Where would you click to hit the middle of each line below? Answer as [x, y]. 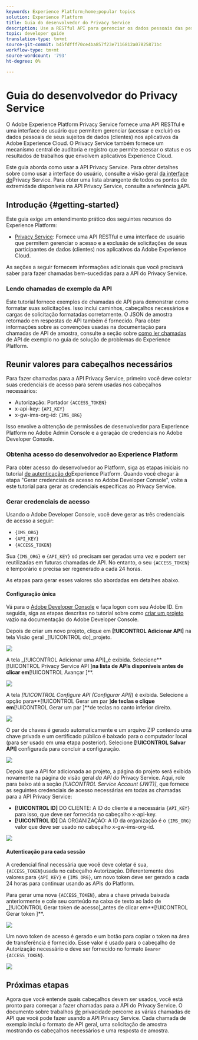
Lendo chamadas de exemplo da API [59, 289]
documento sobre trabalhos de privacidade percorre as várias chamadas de [98, 1012]
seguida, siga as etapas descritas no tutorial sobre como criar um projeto [95, 613]
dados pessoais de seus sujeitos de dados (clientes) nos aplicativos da [92, 137]
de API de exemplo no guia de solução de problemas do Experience [88, 339]
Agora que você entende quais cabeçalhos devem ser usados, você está [95, 999]
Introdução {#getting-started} [63, 205]
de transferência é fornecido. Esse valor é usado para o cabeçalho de [91, 943]
